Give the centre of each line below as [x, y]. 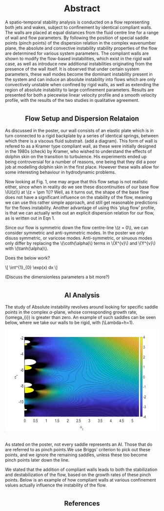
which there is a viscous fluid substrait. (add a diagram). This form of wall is [81, 141]
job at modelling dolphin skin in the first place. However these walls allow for [82, 167]
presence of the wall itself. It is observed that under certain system [72, 69]
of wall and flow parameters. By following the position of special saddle [77, 38]
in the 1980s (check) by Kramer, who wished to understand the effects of [79, 151]
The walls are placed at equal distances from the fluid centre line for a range [82, 32]
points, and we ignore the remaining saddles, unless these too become [76, 455]
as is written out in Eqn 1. [30, 218]
